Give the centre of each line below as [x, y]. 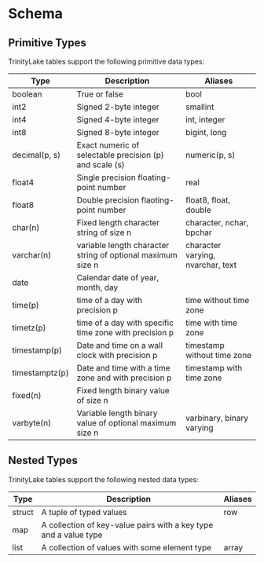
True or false [100, 94]
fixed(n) [27, 395]
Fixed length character [118, 223]
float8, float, [208, 200]
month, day [97, 287]
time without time [218, 300]
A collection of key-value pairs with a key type [127, 525]
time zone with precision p [125, 333]
